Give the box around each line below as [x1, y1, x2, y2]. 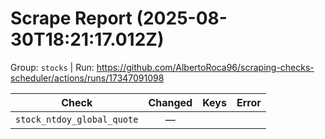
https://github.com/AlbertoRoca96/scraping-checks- [96, 61, 315, 73]
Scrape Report [10, 7, 133, 30]
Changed [148, 95, 193, 109]
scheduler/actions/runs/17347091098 [10, 72, 165, 84]
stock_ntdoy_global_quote [15, 113, 139, 125]
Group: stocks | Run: [10, 61, 95, 73]
